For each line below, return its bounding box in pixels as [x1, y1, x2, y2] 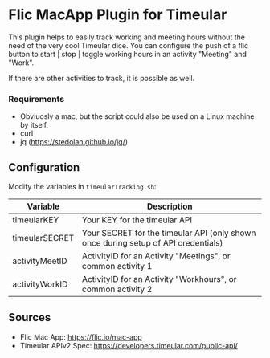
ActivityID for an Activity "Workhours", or [81, 274, 237, 285]
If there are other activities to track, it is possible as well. [8, 73, 195, 83]
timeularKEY [12, 214, 59, 226]
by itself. [19, 120, 49, 130]
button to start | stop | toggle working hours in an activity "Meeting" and [8, 49, 247, 59]
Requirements [8, 93, 65, 104]
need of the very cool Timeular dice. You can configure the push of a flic [8, 40, 249, 50]
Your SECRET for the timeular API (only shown [81, 227, 256, 238]
